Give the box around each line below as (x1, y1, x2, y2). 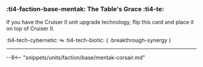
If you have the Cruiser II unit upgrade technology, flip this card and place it (6, 19, 195, 26)
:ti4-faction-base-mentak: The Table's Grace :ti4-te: (6, 5, 164, 13)
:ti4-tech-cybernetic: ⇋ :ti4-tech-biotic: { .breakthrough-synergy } (6, 37, 172, 44)
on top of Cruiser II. (6, 25, 54, 32)
